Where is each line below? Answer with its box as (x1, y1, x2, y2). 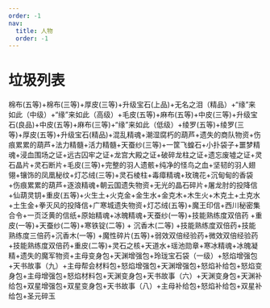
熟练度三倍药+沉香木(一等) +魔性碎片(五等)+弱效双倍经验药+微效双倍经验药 (8, 231, 259, 240)
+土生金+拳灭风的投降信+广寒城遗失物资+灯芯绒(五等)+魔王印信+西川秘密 (8, 201, 254, 210)
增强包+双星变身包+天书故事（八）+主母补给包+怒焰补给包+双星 (41, 281, 255, 291)
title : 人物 (15, 27, 54, 35)
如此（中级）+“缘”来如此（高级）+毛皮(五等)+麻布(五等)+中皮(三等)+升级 (8, 110, 251, 119)
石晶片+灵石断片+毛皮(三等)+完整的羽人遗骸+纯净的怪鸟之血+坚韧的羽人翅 (8, 160, 256, 170)
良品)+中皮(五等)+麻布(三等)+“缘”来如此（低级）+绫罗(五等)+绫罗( (18, 120, 238, 130)
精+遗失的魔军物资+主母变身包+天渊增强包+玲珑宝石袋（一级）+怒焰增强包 (8, 251, 258, 260)
